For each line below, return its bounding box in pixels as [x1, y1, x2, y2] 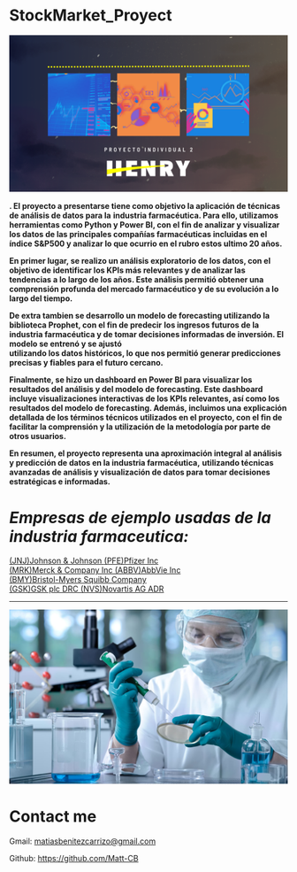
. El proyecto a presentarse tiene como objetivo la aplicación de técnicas [9, 201, 281, 212]
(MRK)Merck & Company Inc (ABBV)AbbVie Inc [9, 565, 181, 575]
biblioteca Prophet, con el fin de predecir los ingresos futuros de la [9, 320, 259, 330]
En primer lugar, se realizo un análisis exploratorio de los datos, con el [9, 256, 271, 266]
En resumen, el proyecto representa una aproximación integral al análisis [9, 448, 283, 459]
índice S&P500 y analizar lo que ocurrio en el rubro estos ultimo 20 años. [9, 238, 283, 249]
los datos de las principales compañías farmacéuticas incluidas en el [9, 229, 268, 240]
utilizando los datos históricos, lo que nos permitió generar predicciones [9, 348, 281, 359]
